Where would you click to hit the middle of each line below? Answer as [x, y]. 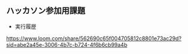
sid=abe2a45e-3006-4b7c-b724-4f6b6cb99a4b [67, 44]
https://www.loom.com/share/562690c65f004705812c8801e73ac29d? [94, 38]
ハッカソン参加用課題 [46, 11]
